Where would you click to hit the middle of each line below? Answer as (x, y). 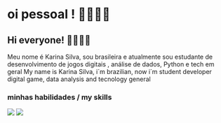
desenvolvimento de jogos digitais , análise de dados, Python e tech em (111, 64)
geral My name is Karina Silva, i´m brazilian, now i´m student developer (110, 72)
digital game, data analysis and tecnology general (79, 79)
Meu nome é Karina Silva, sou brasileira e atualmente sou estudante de (110, 57)
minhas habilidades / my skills (60, 97)
